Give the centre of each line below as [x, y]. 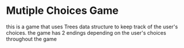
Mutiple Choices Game [62, 11]
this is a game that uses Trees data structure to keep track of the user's [92, 27]
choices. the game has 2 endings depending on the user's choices [86, 32]
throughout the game [32, 39]
